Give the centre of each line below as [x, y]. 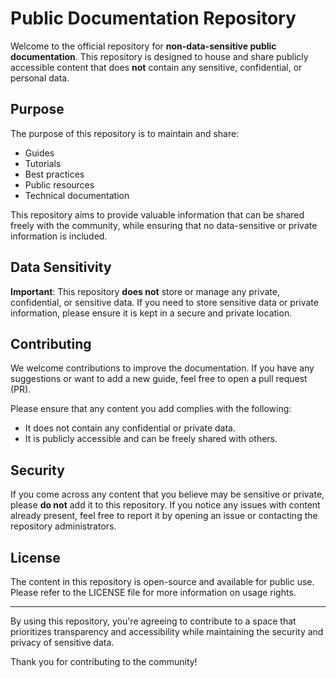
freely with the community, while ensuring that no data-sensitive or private [164, 225]
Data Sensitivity [61, 267]
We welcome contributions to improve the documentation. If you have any [162, 368]
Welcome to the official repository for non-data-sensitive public [143, 46]
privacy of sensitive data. [62, 642]
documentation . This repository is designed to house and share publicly [159, 56]
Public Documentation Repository [153, 18]
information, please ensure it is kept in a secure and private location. [151, 313]
